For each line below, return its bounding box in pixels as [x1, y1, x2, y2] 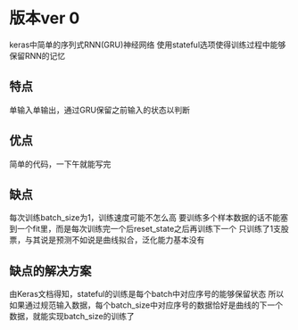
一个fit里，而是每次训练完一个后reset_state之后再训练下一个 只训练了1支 [16, 224, 282, 235]
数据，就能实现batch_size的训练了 [9, 311, 136, 322]
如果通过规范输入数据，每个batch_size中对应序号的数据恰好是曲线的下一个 [9, 300, 284, 310]
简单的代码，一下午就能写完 [9, 158, 112, 169]
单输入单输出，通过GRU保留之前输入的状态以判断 [9, 104, 190, 115]
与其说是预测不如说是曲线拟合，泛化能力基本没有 [24, 235, 205, 245]
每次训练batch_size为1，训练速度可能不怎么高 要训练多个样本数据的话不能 [9, 212, 281, 223]
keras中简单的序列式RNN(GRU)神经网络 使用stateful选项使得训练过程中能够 [9, 39, 286, 50]
